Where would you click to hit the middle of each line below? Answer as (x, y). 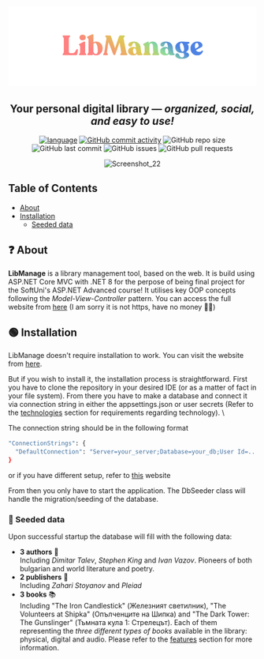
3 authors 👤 (39, 552)
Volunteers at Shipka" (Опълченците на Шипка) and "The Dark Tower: (134, 614)
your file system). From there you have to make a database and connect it (128, 396)
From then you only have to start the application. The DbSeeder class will (127, 491)
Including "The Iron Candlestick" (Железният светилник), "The (123, 606)
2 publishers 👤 (44, 577)
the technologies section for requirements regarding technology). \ (116, 412)
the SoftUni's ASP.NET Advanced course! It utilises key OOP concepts (122, 290)
